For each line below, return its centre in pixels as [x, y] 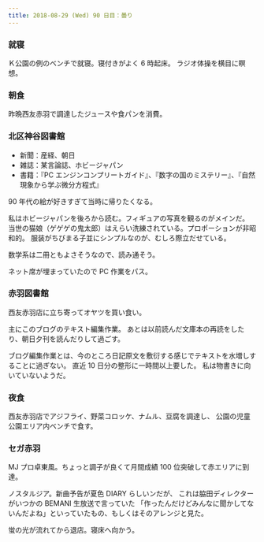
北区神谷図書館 [37, 136]
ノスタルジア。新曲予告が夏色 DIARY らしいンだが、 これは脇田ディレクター [131, 494]
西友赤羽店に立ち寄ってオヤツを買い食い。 [77, 312]
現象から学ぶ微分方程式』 [61, 184]
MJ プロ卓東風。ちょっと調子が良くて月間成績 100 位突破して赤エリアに [125, 467]
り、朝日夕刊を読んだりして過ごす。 [66, 339]
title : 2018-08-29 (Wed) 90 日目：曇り [71, 15]
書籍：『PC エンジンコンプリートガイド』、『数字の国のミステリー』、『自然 [138, 175]
